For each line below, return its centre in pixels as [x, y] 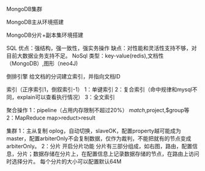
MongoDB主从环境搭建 [35, 22]
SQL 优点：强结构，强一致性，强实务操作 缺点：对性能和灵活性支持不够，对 [102, 48]
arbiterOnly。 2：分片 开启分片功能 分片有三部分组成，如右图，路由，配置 [99, 146]
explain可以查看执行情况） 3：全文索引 [66, 97]
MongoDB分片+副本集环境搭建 [45, 35]
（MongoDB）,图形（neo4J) [42, 63]
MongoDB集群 [24, 9]
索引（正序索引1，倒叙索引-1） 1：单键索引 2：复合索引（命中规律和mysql [99, 89]
